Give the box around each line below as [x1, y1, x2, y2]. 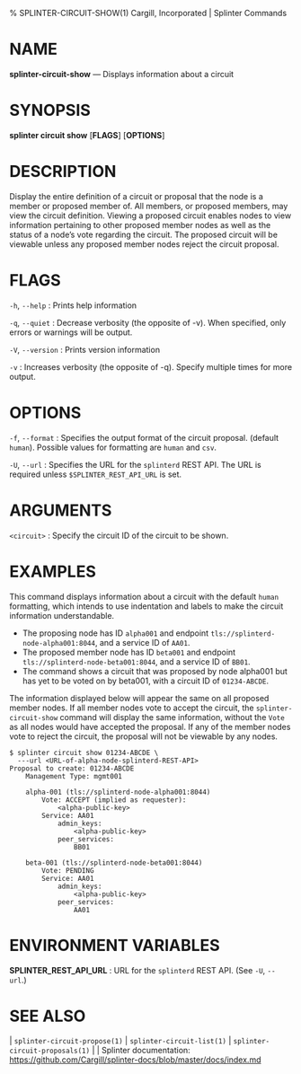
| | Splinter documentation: [92, 1045, 190, 1056]
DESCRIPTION [9, 162, 117, 182]
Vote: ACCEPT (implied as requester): [41, 795, 187, 805]
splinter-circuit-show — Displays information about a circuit [9, 68, 235, 79]
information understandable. [9, 610, 115, 621]
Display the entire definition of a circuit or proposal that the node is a [9, 190, 263, 201]
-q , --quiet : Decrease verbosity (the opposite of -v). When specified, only [9, 317, 287, 328]
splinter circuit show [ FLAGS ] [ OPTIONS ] [9, 129, 165, 140]
